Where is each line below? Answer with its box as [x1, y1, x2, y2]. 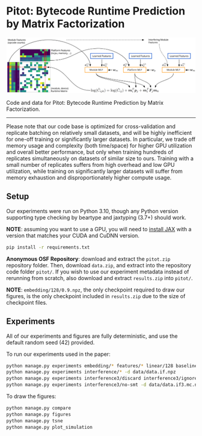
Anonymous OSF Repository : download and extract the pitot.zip [6, 255, 171, 263]
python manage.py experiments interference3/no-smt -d [6, 382, 147, 388]
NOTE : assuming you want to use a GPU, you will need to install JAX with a [6, 225, 192, 232]
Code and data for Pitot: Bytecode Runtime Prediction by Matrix [6, 99, 164, 107]
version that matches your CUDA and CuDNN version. [6, 232, 140, 239]
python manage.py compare [6, 405, 71, 411]
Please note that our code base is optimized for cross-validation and [6, 123, 176, 130]
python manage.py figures [6, 411, 71, 417]
